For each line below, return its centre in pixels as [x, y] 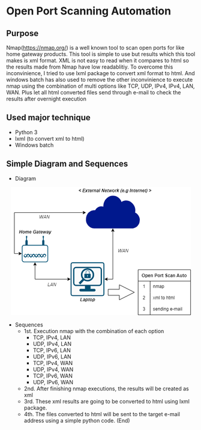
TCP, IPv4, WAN [53, 363]
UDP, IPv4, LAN [52, 343]
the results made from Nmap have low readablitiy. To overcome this [90, 67]
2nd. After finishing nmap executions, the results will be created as [106, 389]
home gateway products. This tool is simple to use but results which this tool [101, 54]
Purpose [22, 33]
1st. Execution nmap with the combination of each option [94, 331]
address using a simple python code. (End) [77, 420]
